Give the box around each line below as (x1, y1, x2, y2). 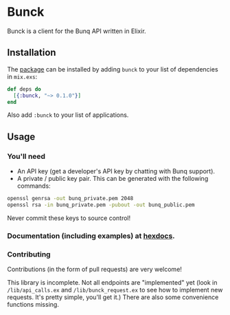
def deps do (7, 85, 41, 93)
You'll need (7, 151, 46, 161)
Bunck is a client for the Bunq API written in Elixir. (7, 27, 146, 35)
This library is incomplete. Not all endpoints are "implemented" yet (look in (7, 279, 218, 287)
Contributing (7, 249, 51, 259)
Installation (7, 47, 56, 58)
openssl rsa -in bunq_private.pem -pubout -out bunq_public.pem (7, 201, 195, 208)
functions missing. (7, 301, 60, 309)
